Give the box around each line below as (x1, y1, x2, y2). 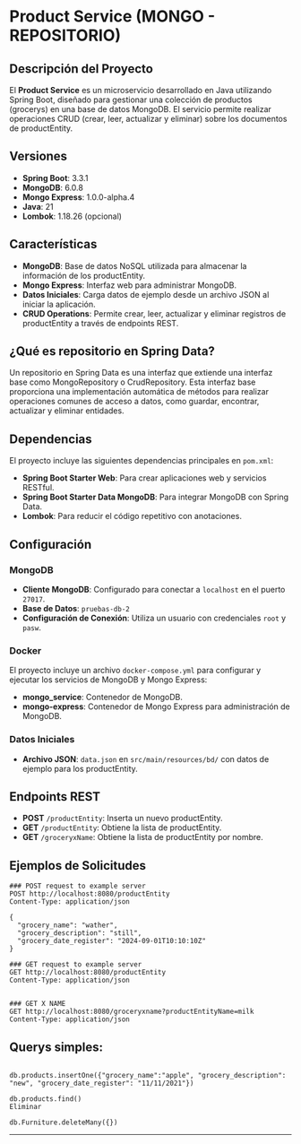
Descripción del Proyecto (9, 61, 154, 76)
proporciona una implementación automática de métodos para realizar (9, 386, 269, 397)
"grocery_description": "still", (17, 929, 142, 938)
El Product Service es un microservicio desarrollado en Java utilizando (9, 85, 272, 95)
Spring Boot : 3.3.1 (21, 172, 89, 183)
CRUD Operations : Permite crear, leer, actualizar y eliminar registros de (21, 308, 287, 319)
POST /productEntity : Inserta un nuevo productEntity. (21, 813, 223, 824)
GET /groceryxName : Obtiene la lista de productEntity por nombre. (21, 832, 264, 843)
